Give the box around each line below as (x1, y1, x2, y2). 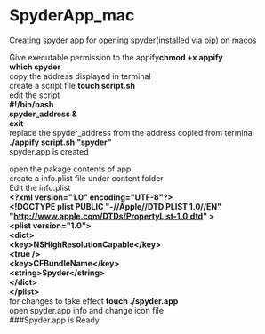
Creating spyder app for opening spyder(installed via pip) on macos (9, 35, 257, 45)
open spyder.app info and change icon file (9, 305, 165, 315)
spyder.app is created (9, 146, 89, 156)
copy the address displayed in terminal (9, 70, 151, 81)
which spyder (9, 61, 61, 72)
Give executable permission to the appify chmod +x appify (9, 52, 224, 62)
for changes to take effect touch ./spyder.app (9, 295, 179, 306)
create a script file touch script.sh (9, 80, 136, 91)
